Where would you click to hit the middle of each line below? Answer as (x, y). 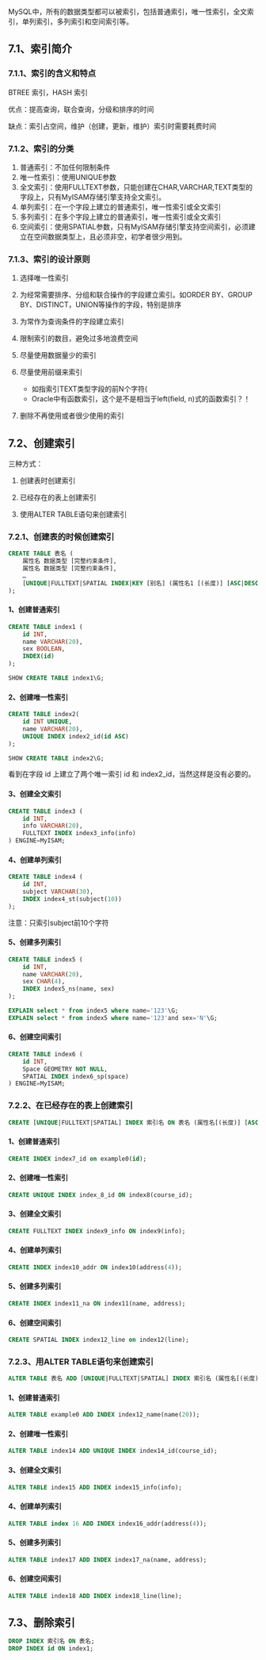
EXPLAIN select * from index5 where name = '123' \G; (93, 1011)
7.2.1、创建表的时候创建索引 (61, 537)
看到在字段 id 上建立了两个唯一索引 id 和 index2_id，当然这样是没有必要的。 (132, 774)
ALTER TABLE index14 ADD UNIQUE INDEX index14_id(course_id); (113, 1451)
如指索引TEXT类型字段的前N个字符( (89, 389)
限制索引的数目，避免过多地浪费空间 (79, 339)
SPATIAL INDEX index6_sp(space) (76, 1076)
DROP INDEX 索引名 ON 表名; (51, 1641)
